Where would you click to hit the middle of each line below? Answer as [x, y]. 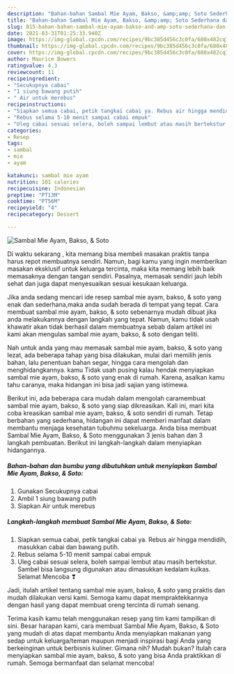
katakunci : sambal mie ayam [48, 175]
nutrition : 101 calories [43, 182]
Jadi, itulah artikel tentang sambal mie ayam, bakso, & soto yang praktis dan [116, 590]
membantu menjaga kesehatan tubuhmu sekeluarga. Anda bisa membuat [112, 428]
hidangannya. [27, 450]
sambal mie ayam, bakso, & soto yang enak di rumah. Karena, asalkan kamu [116, 377]
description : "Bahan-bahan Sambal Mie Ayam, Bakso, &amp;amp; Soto [107, 14]
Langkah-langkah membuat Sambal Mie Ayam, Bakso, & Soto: [100, 522]
